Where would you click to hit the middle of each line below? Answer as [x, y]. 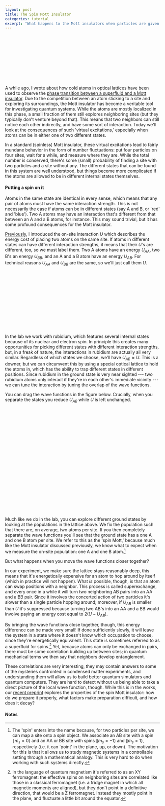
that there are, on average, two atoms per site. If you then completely [75, 530]
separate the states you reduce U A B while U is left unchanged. [68, 400]
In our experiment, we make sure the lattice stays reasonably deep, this [77, 571]
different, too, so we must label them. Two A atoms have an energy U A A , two [82, 251]
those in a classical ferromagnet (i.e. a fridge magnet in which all [78, 783]
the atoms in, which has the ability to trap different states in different [74, 369]
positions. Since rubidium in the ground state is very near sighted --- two [79, 374]
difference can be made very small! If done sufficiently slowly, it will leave [80, 630]
